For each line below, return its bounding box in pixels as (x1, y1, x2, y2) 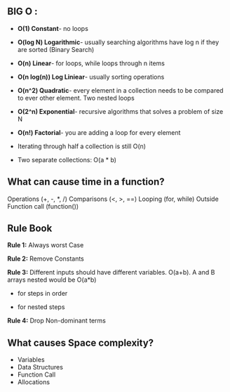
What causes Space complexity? (7, 337, 154, 348)
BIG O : (7, 6, 38, 18)
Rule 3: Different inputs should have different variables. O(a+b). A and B (7, 268, 215, 277)
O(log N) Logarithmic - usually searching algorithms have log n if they (17, 38, 219, 46)
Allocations (17, 378, 50, 386)
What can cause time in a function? (7, 176, 165, 188)
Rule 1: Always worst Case (7, 241, 84, 249)
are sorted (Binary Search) (17, 45, 95, 53)
